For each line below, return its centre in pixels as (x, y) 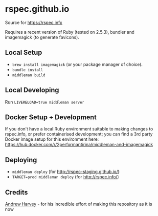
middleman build (29, 75)
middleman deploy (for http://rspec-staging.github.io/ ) (66, 172)
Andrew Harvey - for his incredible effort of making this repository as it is (79, 204)
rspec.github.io (37, 9)
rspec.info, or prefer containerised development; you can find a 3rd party (79, 134)
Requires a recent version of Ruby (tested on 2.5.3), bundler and (70, 32)
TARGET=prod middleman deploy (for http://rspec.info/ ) (66, 177)
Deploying (21, 160)
